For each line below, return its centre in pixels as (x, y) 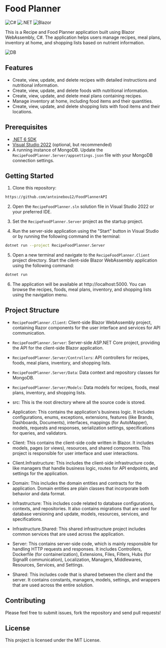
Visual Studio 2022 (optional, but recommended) (62, 144)
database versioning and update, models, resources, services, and (80, 514)
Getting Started (29, 176)
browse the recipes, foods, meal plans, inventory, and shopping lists (82, 289)
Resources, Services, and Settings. (48, 564)
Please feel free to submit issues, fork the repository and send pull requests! (83, 613)
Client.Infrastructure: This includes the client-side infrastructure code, (84, 463)
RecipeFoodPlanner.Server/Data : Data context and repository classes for (86, 372)
